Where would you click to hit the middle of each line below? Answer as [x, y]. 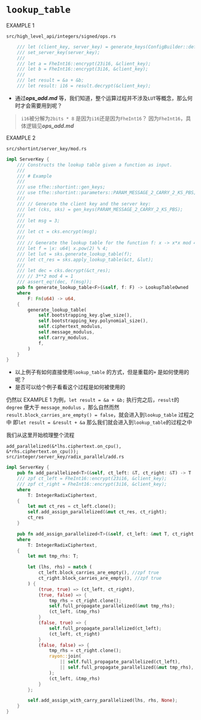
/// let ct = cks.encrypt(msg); [57, 232]
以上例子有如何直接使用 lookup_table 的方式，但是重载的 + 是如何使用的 [102, 372]
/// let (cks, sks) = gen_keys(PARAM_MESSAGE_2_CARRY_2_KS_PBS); [100, 209]
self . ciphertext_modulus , [70, 327]
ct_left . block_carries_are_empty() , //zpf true [99, 573]
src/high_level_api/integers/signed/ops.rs [61, 36]
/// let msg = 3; [39, 221]
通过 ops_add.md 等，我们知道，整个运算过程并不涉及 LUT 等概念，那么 [101, 98]
